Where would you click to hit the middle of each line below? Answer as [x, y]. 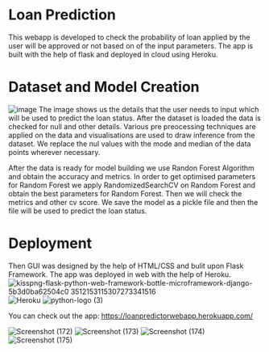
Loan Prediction [62, 15]
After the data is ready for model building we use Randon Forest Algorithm [132, 168]
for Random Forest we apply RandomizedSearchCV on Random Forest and [132, 185]
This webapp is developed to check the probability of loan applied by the [129, 37]
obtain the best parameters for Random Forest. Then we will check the [125, 193]
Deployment [50, 243]
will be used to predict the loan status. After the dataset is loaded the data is [135, 118]
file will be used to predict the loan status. [78, 211]
